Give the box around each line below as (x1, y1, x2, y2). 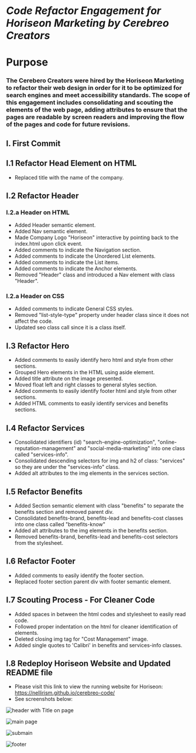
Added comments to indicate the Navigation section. (14, 247, 142, 254)
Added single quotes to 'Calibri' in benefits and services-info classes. (14, 641, 183, 648)
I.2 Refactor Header (6, 191, 79, 201)
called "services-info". (14, 451, 69, 458)
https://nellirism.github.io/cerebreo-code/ (14, 689, 115, 696)
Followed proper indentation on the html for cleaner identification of (14, 623, 178, 630)
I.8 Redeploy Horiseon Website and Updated (6, 658, 171, 668)
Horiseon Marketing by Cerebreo (6, 16, 170, 30)
